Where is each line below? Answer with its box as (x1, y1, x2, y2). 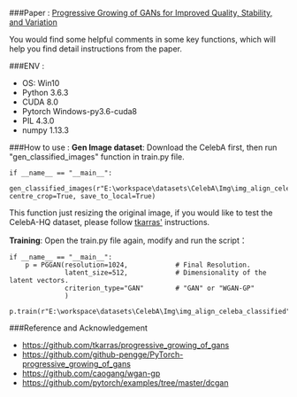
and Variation (9, 17, 57, 27)
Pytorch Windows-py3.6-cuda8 (21, 106, 138, 116)
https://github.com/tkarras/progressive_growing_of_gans (21, 340, 230, 350)
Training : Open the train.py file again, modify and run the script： (9, 235, 247, 245)
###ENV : (9, 61, 45, 71)
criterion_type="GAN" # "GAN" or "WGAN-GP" (65, 284, 255, 292)
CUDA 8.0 (21, 97, 59, 107)
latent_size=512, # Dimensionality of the (65, 269, 267, 277)
